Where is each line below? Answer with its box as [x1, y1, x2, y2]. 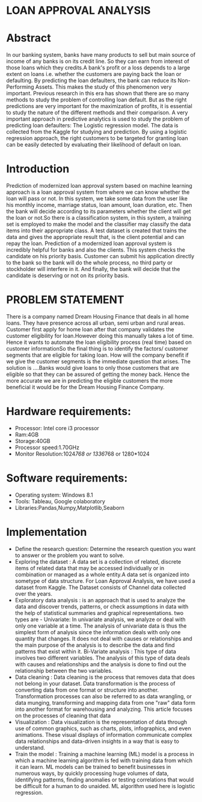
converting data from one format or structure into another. [14, 686, 159, 693]
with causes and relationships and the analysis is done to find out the [14, 660, 186, 667]
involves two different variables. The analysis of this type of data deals [14, 654, 191, 661]
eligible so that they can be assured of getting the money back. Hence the [6, 371, 190, 378]
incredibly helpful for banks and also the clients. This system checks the [6, 246, 185, 253]
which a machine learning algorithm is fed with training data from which [14, 757, 193, 764]
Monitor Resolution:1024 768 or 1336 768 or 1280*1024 [14, 450, 150, 457]
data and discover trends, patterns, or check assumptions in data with [14, 603, 189, 610]
